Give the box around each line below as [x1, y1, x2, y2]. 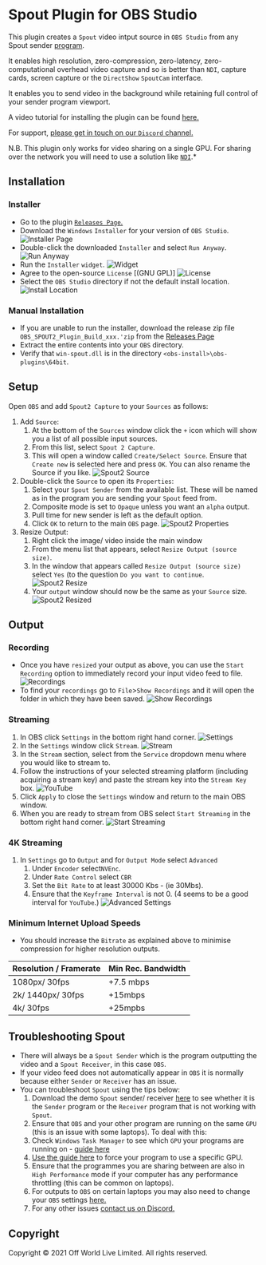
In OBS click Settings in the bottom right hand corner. [19, 732, 197, 742]
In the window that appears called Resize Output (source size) [31, 561, 241, 570]
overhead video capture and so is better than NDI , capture [57, 64, 247, 73]
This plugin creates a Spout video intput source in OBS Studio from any [8, 32, 239, 42]
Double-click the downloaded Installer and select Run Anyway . [19, 242, 227, 252]
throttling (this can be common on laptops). [31, 1178, 174, 1188]
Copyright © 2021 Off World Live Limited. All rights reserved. [8, 1247, 209, 1257]
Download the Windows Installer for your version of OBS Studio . [19, 225, 229, 235]
